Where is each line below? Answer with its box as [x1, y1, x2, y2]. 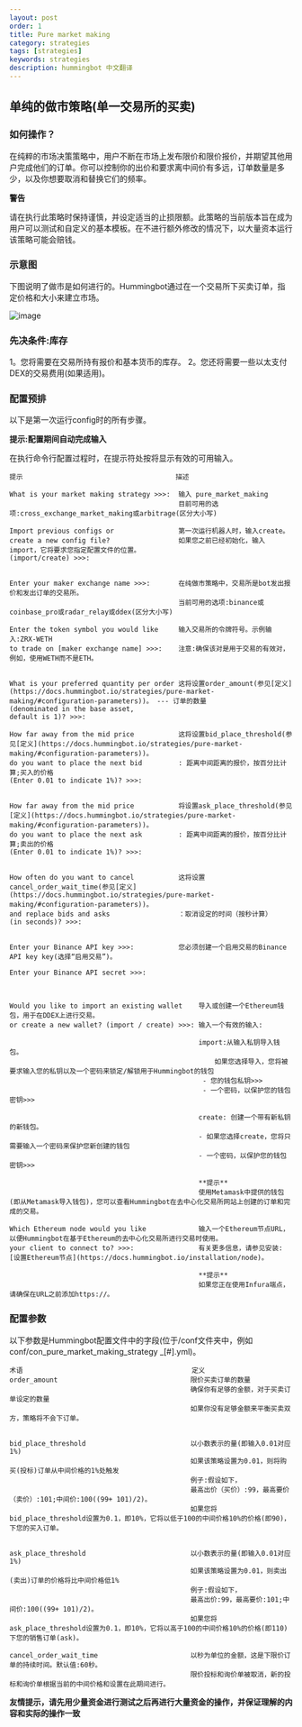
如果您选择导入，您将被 [214, 1057, 289, 1066]
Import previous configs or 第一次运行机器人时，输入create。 [9, 526, 290, 536]
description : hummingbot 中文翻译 [9, 64, 133, 73]
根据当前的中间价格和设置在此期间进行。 [42, 1679, 171, 1688]
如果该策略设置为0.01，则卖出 [190, 1566, 288, 1576]
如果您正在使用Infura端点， [198, 1281, 290, 1290]
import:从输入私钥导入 [198, 1038, 274, 1047]
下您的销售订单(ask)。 [9, 1633, 84, 1642]
